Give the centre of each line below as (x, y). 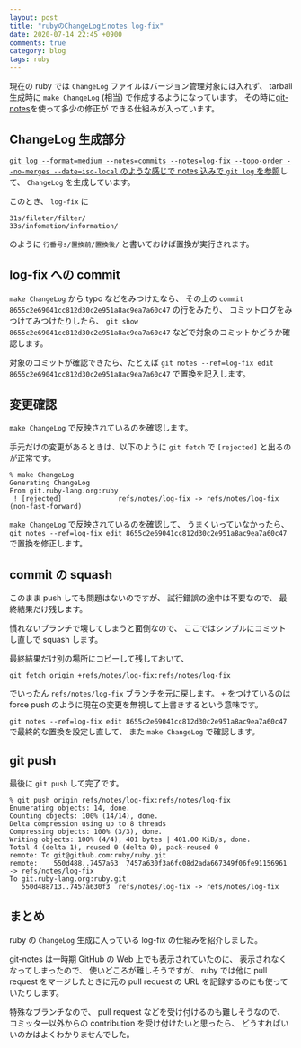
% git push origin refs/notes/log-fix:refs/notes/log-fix (120, 801)
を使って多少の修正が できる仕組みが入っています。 (125, 108)
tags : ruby (30, 59)
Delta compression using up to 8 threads (88, 824)
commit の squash (61, 575)
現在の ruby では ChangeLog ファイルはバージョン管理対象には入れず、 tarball (151, 86)
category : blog (38, 51)
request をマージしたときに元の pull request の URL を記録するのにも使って (149, 981)
